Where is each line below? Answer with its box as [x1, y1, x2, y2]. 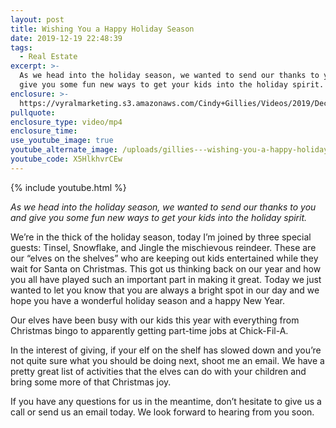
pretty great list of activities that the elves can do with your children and [10, 365, 307, 377]
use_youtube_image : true [10, 136, 114, 146]
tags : [10, 42, 33, 53]
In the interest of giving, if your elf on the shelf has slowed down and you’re [10, 344, 322, 356]
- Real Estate [19, 52, 78, 62]
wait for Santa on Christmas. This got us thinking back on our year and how [10, 262, 322, 275]
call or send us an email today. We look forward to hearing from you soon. [10, 406, 315, 418]
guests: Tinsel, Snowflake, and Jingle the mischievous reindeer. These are [10, 241, 317, 253]
